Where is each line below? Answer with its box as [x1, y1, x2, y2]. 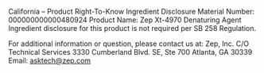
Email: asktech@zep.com [8, 56, 91, 65]
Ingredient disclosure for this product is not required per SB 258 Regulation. [8, 24, 257, 33]
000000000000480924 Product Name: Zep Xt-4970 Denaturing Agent [8, 15, 242, 25]
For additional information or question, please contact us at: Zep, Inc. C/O [8, 39, 249, 48]
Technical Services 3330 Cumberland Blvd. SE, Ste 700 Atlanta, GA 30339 [8, 48, 253, 56]
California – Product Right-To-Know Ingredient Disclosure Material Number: [8, 7, 255, 16]
